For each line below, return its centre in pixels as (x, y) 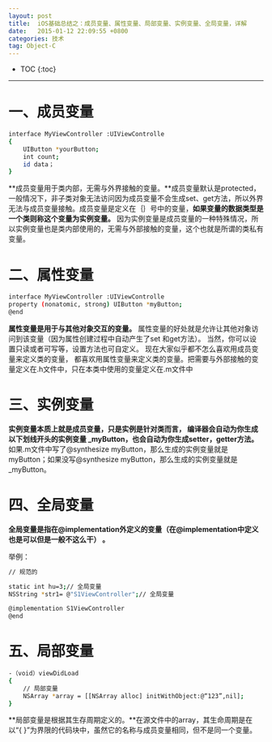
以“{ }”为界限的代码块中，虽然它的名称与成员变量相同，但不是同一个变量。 (133, 730)
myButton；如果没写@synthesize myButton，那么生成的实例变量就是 (123, 459)
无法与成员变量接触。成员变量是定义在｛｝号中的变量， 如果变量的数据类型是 (136, 208)
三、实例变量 (51, 405)
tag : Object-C (32, 46)
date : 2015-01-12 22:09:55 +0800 (68, 31)
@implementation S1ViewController (67, 609)
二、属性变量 (51, 274)
